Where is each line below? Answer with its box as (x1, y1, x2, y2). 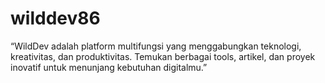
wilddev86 (10, 7, 101, 30)
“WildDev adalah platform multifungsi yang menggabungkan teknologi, (10, 40, 302, 52)
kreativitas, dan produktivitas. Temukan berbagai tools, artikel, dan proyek (10, 50, 316, 62)
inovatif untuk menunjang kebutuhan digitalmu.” (10, 61, 208, 73)
